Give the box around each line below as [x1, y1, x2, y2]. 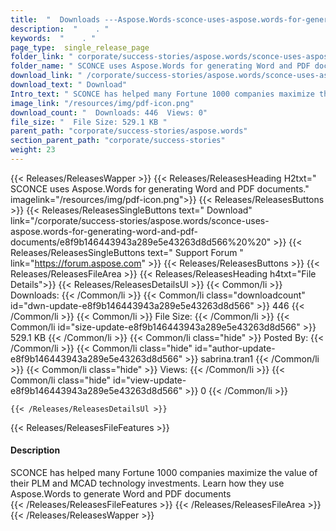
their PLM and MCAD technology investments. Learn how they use [10, 477, 285, 490]
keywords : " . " [10, 33, 97, 43]
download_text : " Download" [10, 80, 128, 90]
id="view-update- [113, 374, 187, 386]
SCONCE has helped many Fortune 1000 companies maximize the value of [10, 467, 318, 479]
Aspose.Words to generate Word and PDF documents [10, 488, 232, 500]
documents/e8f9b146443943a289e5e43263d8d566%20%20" [10, 236, 272, 248]
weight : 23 [10, 145, 56, 155]
